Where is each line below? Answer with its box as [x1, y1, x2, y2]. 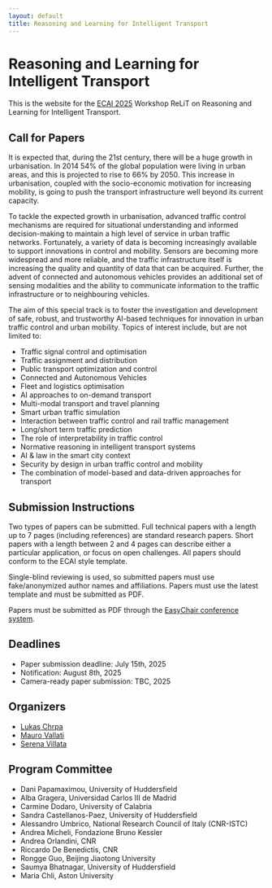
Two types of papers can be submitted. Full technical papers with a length [8, 522, 257, 531]
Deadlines [8, 637, 61, 651]
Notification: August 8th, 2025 [19, 667, 122, 677]
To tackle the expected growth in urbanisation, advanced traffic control [8, 212, 246, 221]
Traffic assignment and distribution [19, 356, 138, 365]
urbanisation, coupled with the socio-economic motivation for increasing [8, 178, 252, 188]
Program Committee [8, 763, 113, 776]
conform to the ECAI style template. [8, 557, 127, 566]
